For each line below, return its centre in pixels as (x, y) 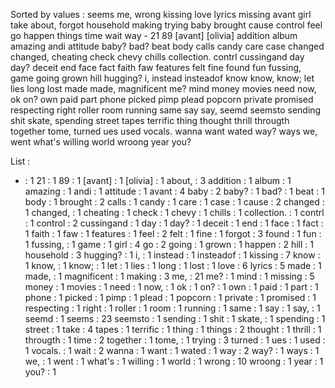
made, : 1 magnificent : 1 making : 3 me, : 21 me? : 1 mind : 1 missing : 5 (169, 276)
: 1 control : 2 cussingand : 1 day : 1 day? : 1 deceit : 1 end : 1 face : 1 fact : (174, 223)
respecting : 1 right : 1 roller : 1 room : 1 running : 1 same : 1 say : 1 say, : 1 (172, 308)
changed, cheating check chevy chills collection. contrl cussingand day (157, 57)
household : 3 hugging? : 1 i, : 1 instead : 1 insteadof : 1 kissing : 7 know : (172, 255)
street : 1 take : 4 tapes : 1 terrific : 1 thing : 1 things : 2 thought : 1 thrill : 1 (173, 329)
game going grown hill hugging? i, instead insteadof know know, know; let (162, 78)
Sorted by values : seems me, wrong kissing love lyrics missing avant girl (161, 14)
